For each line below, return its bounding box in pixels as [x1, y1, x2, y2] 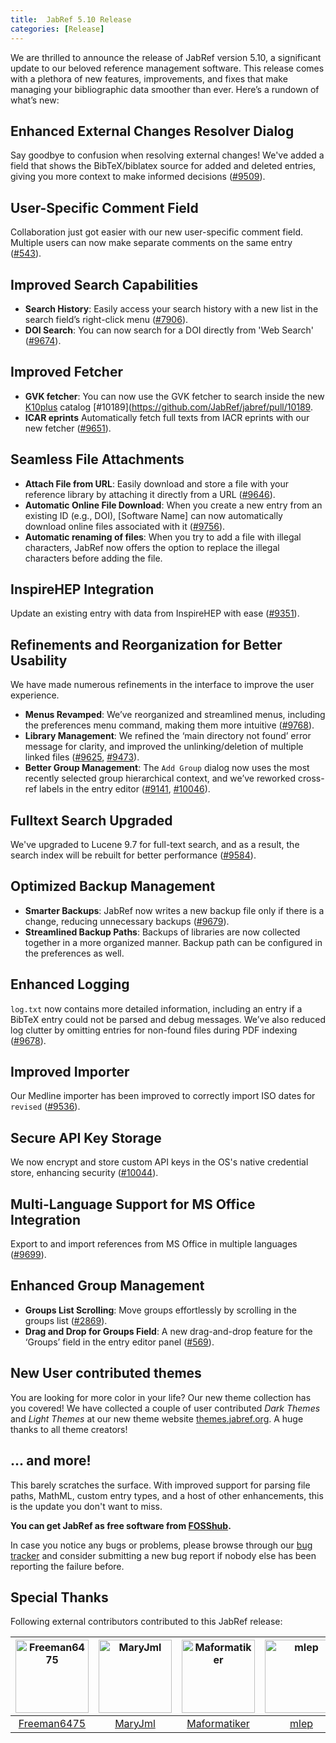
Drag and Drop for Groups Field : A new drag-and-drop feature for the [24, 1325, 313, 1337]
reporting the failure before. [10, 1560, 125, 1572]
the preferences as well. [24, 947, 125, 959]
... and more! [10, 1452, 92, 1470]
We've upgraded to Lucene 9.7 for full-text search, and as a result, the [10, 839, 300, 850]
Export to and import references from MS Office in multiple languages [10, 1238, 298, 1250]
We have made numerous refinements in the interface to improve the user [10, 679, 315, 691]
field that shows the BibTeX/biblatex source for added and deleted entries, [10, 160, 317, 172]
